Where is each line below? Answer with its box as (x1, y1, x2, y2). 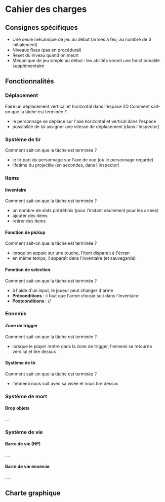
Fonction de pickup (5, 229, 45, 235)
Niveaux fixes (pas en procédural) (12, 47, 82, 53)
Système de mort (5, 393, 47, 400)
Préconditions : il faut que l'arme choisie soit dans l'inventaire (12, 292, 139, 298)
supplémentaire (12, 63, 44, 69)
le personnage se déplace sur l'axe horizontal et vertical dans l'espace (12, 118, 157, 124)
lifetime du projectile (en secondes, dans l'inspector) (12, 162, 120, 168)
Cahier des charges (5, 3, 87, 15)
